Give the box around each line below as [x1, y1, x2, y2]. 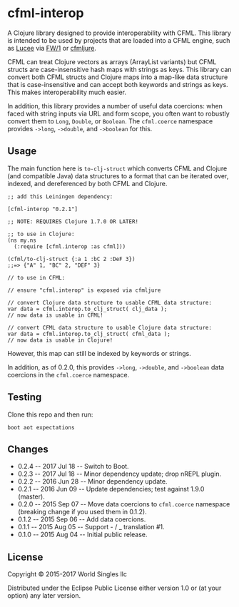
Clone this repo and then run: [7, 410, 93, 419]
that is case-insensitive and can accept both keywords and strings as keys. [7, 80, 228, 88]
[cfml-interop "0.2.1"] [7, 205, 78, 213]
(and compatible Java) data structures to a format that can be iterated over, [7, 171, 229, 180]
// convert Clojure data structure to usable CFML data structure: [7, 299, 213, 306]
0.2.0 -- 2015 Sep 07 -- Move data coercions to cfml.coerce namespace [17, 500, 230, 509]
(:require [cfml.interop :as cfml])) [14, 243, 126, 250]
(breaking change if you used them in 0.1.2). [17, 508, 148, 516]
